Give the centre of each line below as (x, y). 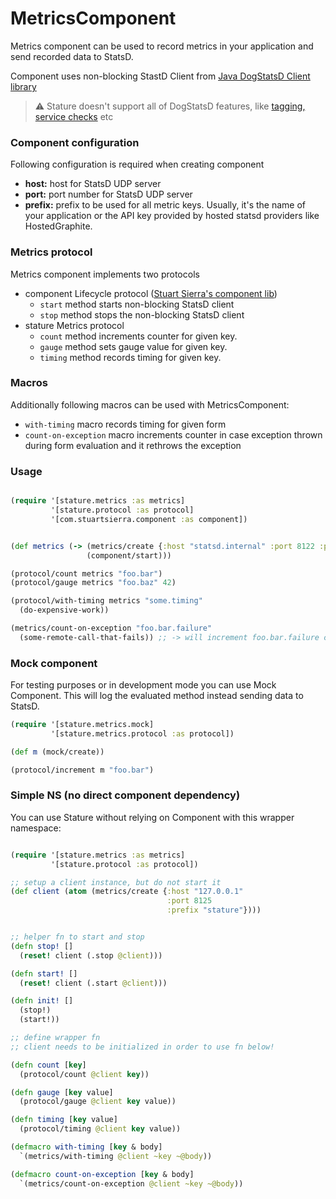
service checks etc (74, 116)
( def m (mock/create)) (57, 752)
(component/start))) (129, 555)
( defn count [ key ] (48, 1065)
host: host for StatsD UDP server (93, 184)
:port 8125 (189, 901)
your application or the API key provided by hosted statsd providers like (172, 216)
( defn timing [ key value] (64, 1120)
